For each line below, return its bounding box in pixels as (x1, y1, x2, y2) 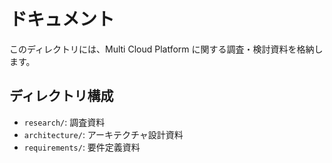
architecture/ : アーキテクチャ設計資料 (23, 128, 184, 140)
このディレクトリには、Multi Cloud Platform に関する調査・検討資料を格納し (9, 43, 324, 55)
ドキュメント (9, 8, 116, 31)
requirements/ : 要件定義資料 (23, 141, 141, 153)
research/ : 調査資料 (23, 116, 106, 128)
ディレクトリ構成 (9, 88, 114, 105)
